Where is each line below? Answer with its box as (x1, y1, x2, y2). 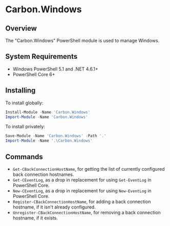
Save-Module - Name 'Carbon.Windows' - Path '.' (5, 133, 107, 139)
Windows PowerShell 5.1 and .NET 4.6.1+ (12, 65, 98, 72)
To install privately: (5, 124, 45, 130)
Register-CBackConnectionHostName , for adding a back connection (12, 198, 151, 205)
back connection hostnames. (12, 171, 74, 177)
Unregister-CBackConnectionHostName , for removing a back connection (12, 209, 161, 215)
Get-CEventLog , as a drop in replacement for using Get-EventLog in (12, 176, 152, 183)
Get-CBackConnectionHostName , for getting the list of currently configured (12, 166, 165, 172)
